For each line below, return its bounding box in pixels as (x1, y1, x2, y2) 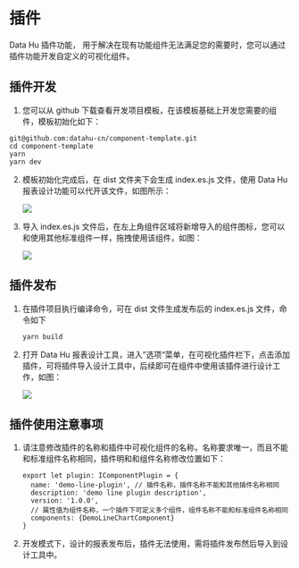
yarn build (21, 332, 63, 341)
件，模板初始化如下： (21, 115, 101, 126)
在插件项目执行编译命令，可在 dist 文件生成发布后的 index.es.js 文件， (21, 303, 279, 314)
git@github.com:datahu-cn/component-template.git (9, 133, 198, 143)
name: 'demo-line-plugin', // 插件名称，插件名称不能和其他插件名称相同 (30, 480, 279, 490)
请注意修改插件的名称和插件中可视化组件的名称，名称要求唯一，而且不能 (21, 442, 288, 453)
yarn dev (9, 157, 42, 166)
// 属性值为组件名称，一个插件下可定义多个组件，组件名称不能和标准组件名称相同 (30, 506, 288, 515)
